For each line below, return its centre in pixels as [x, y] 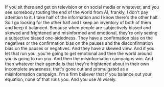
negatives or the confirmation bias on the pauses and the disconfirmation [79, 43]
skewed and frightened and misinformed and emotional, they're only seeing [81, 33]
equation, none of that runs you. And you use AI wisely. [61, 79]
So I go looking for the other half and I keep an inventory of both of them [78, 22]
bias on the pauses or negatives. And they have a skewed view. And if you [80, 48]
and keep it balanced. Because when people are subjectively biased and [78, 28]
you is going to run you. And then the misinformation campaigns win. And [79, 59]
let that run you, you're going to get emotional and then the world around [78, 53]
